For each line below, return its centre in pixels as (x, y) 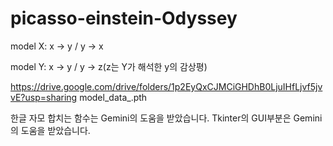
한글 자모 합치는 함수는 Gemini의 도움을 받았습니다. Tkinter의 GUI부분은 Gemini (166, 118)
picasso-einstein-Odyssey (124, 18)
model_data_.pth (113, 97)
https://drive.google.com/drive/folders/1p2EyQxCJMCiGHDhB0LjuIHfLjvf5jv (166, 86)
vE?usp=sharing (44, 97)
